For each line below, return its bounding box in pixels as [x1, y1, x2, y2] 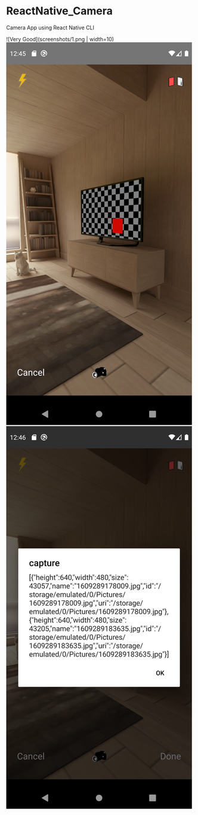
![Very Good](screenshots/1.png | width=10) [6, 35, 115, 42]
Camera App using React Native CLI [6, 24, 94, 31]
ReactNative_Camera [6, 4, 113, 18]
